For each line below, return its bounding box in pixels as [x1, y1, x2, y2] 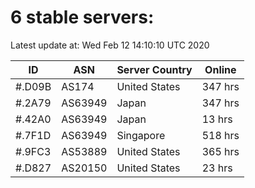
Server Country [116, 62, 193, 76]
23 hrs [201, 161, 233, 175]
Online [204, 62, 237, 76]
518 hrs [201, 128, 240, 142]
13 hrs [201, 112, 233, 126]
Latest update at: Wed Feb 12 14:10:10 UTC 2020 [10, 39, 210, 51]
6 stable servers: [10, 6, 155, 29]
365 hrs [201, 144, 240, 158]
